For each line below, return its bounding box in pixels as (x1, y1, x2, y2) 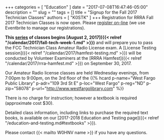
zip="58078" (5, 86, 31, 91)
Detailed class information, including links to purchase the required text (5, 110, 148, 116)
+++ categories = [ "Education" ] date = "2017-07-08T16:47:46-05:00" (5, 4, 148, 10)
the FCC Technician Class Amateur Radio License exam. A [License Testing (5, 45, 157, 50)
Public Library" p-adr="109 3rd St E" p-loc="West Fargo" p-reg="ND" (5, 80, 145, 86)
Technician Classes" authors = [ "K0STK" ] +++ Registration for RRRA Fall (5, 15, 154, 20)
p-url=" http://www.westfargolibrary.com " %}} (31, 86, 124, 91)
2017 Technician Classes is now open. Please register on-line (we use (5, 20, 145, 25)
